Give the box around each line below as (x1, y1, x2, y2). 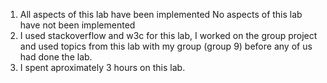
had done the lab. (19, 51, 93, 63)
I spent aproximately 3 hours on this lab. (19, 62, 186, 73)
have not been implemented (19, 19, 136, 31)
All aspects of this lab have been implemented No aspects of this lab (19, 9, 303, 20)
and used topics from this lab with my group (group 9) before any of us (19, 40, 313, 52)
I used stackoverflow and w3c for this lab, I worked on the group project (19, 30, 318, 41)
